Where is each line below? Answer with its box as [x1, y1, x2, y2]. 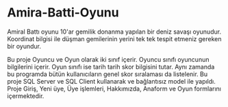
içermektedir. [7, 91, 45, 100]
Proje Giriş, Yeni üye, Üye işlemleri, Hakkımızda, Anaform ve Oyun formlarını [7, 84, 221, 93]
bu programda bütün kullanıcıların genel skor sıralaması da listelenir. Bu [7, 70, 208, 78]
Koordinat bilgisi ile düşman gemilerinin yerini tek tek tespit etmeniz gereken [7, 34, 222, 43]
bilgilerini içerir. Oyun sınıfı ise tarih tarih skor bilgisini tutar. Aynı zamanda [7, 62, 215, 71]
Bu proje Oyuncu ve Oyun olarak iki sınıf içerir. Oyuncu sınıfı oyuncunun [7, 55, 210, 63]
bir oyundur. [7, 42, 41, 50]
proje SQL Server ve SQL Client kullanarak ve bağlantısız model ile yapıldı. [7, 77, 216, 85]
